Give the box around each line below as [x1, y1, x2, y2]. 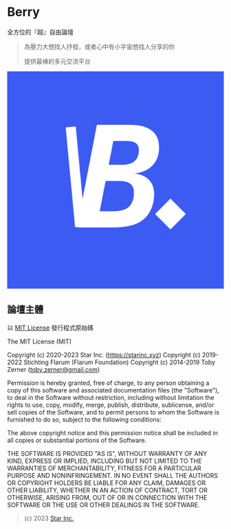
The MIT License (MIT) [7, 337, 72, 346]
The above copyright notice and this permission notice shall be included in [7, 428, 218, 437]
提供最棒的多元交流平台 [23, 57, 91, 66]
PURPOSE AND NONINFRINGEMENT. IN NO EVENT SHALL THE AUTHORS [7, 471, 219, 479]
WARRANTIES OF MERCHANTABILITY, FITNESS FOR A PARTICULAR [7, 463, 201, 472]
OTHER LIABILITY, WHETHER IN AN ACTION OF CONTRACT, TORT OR [7, 486, 208, 494]
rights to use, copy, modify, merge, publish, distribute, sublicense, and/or [7, 401, 214, 409]
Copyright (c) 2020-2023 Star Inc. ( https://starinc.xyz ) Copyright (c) [7, 350, 201, 359]
